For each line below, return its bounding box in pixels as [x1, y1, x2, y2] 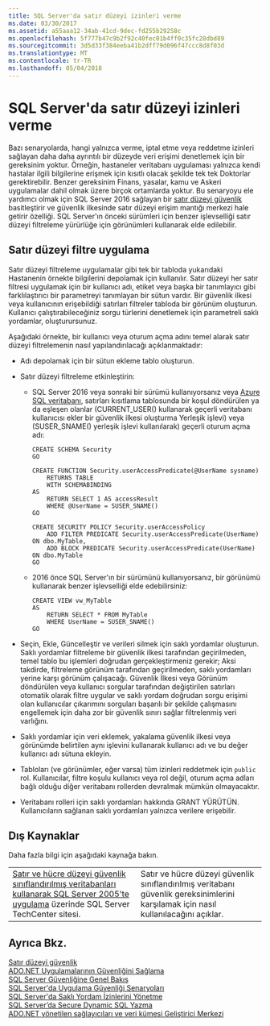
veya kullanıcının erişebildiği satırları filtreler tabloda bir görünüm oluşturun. [8, 299, 258, 309]
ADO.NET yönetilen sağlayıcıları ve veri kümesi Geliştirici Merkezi [8, 1009, 224, 1019]
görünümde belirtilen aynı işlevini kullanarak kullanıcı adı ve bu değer [19, 740, 248, 750]
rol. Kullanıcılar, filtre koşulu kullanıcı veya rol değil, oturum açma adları [19, 773, 255, 783]
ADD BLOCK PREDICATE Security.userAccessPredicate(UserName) [47, 544, 256, 552]
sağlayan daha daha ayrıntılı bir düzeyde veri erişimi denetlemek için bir [8, 151, 245, 161]
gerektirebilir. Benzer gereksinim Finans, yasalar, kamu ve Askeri [8, 177, 222, 186]
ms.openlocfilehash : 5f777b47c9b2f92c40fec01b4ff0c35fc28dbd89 [8, 34, 225, 43]
